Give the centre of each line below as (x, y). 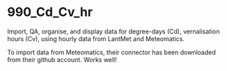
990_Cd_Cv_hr (50, 12)
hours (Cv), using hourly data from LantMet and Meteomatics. (96, 38)
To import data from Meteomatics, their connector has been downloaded (111, 52)
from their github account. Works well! (62, 59)
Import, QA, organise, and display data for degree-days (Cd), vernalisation (114, 31)
